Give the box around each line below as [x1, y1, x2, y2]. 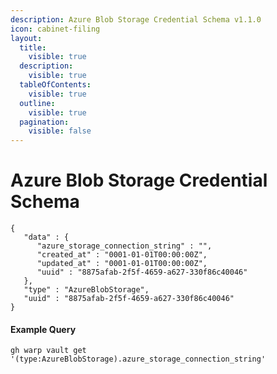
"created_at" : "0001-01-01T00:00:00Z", [36, 250, 208, 260]
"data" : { [23, 232, 70, 243]
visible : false [28, 126, 92, 136]
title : [19, 42, 47, 53]
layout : [10, 33, 43, 43]
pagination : [19, 117, 70, 127]
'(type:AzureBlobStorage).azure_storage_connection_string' [10, 354, 267, 365]
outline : [19, 98, 56, 108]
